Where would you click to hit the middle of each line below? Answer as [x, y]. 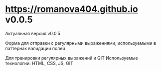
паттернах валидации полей [35, 48]
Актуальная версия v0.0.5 [33, 33]
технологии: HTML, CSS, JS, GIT [39, 63]
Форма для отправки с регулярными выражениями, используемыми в [80, 43]
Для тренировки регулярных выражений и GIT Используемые [72, 58]
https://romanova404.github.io [72, 9]
